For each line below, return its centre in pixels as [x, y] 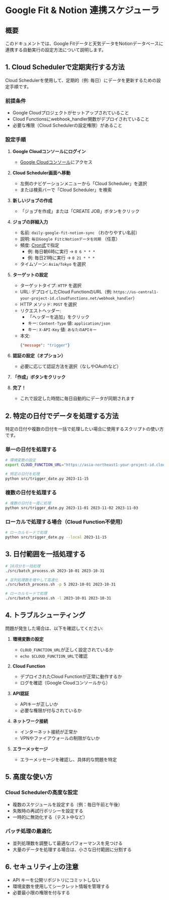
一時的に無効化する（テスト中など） [50, 817]
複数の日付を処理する [31, 492]
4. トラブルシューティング [45, 615]
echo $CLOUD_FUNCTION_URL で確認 [54, 656]
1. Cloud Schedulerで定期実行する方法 [65, 67]
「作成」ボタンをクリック [39, 377]
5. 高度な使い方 [29, 777]
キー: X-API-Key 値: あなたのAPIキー [62, 330]
